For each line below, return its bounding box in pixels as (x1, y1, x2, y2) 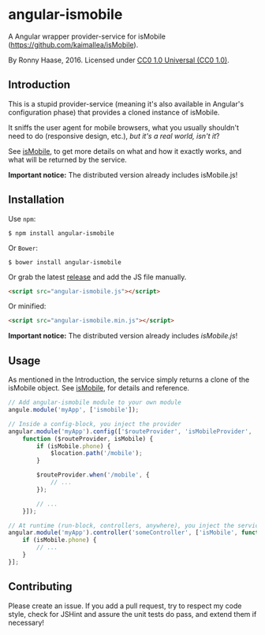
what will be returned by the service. (8, 155, 128, 164)
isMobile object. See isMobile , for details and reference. (8, 383, 190, 393)
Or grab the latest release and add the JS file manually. (8, 272, 187, 282)
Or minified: (8, 301, 47, 311)
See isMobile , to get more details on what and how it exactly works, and (8, 146, 242, 155)
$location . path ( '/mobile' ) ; (50, 450, 144, 458)
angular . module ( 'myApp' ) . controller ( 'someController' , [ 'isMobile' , (8, 529, 238, 537)
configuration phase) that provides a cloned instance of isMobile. (8, 107, 220, 117)
